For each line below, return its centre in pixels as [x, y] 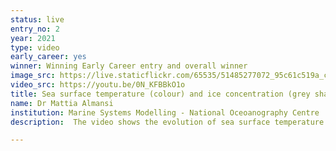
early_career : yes [48, 57]
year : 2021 [33, 38]
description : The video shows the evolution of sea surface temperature [167, 122]
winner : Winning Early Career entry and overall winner [129, 66]
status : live [37, 19]
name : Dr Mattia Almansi [62, 103]
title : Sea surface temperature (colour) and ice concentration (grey [160, 94]
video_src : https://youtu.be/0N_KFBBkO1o [98, 85]
